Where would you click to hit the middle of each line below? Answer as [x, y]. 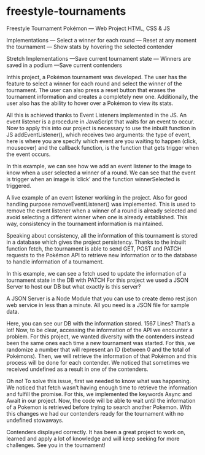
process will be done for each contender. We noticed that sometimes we [98, 362]
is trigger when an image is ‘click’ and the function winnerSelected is [93, 179]
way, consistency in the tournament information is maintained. [85, 224]
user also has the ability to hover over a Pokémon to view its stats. [90, 103]
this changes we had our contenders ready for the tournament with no [95, 413]
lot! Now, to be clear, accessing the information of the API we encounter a [99, 330]
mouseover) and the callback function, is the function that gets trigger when [103, 147]
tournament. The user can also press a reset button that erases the [91, 90]
